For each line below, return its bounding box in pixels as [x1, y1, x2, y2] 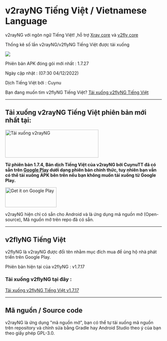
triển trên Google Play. [5, 254, 51, 260]
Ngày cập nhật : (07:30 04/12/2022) [5, 70, 79, 76]
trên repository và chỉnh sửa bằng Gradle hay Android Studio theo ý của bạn [5, 325, 162, 331]
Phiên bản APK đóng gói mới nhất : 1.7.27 [5, 60, 89, 67]
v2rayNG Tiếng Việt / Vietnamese [5, 5, 147, 16]
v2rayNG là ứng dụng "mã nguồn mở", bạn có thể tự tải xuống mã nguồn [5, 319, 154, 325]
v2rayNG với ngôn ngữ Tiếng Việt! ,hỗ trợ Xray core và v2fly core [5, 32, 138, 38]
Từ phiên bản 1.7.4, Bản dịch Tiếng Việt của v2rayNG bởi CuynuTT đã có [5, 161, 157, 167]
